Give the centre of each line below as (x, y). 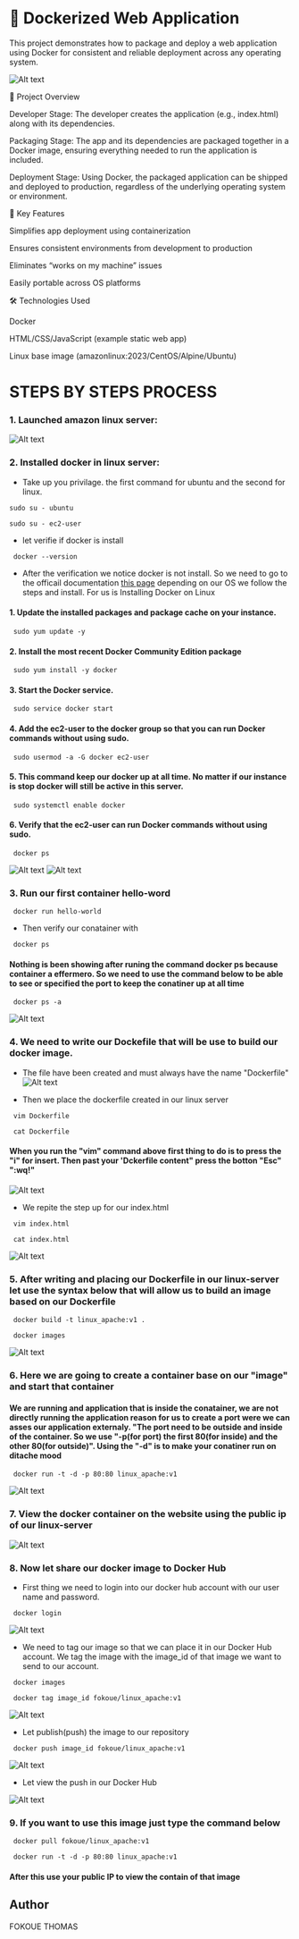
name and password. (61, 1597)
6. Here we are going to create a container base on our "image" (149, 1376)
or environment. (39, 196)
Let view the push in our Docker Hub (90, 1782)
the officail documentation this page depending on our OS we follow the (154, 582)
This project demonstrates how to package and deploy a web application (143, 43)
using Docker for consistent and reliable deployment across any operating (145, 52)
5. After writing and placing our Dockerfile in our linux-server (144, 1279)
